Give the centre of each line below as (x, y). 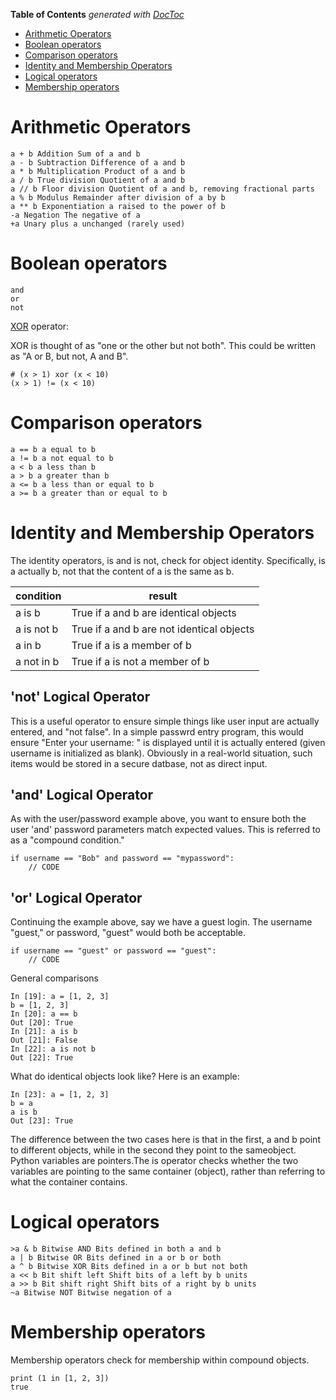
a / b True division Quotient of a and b (98, 180)
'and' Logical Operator (82, 794)
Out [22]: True (42, 1058)
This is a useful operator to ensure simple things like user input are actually (165, 721)
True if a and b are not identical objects (163, 629)
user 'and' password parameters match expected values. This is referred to (165, 830)
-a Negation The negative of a (75, 215)
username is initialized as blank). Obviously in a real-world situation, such (161, 753)
